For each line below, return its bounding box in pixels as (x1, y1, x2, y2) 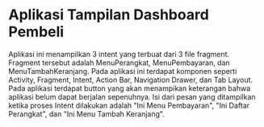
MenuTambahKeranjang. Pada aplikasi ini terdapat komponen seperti (8, 66, 237, 76)
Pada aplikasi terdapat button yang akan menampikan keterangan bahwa (8, 83, 251, 93)
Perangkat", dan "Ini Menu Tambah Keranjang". (8, 109, 166, 118)
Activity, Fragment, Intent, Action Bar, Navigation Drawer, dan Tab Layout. (8, 75, 253, 84)
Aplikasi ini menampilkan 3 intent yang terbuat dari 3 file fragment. (8, 49, 230, 59)
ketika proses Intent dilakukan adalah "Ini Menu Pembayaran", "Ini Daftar (8, 100, 250, 110)
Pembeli (8, 23, 65, 41)
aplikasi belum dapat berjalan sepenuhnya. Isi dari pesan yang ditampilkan (8, 92, 256, 101)
